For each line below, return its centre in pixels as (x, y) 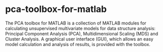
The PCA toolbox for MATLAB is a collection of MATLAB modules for (76, 23)
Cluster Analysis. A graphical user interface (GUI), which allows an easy (79, 39)
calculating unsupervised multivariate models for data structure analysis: (80, 28)
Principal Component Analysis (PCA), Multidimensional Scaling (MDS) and (82, 33)
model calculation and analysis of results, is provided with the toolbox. (78, 44)
